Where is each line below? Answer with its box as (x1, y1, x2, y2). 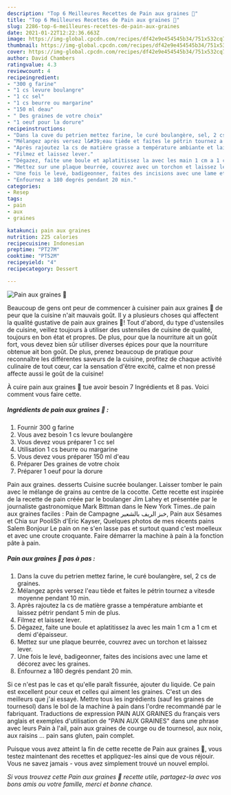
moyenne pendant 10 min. (16, 593, 91, 602)
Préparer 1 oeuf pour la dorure (16, 467, 103, 475)
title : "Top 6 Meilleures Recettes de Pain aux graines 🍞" (7, 17, 180, 23)
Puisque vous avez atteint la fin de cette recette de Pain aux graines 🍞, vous (7, 744, 222, 753)
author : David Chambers (7, 55, 76, 62)
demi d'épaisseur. (16, 630, 68, 638)
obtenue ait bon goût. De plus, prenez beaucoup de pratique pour (7, 347, 194, 356)
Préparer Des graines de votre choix (16, 459, 120, 468)
